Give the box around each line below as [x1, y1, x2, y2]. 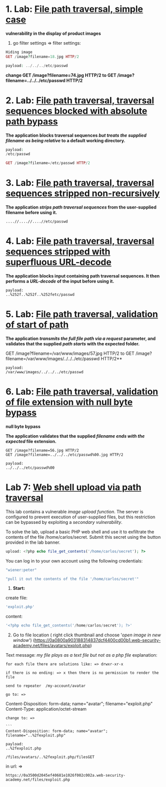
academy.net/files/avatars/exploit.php [12, 643, 91, 649]
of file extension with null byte [5, 396, 133, 408]
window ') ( [12, 637, 35, 643]
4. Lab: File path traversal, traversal [5, 235, 155, 247]
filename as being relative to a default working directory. [5, 137, 125, 143]
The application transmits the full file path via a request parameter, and [5, 336, 156, 341]
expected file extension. [5, 438, 56, 444]
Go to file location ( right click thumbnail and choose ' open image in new [12, 632, 161, 638]
